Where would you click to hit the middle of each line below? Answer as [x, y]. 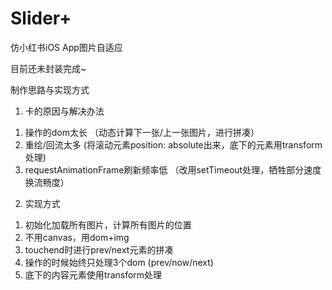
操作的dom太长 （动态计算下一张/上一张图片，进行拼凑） [142, 132]
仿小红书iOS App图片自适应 [66, 47]
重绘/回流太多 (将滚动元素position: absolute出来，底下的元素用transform [173, 144]
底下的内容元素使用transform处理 [93, 274]
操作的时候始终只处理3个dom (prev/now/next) [119, 262]
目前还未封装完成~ [48, 68]
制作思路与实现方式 [50, 89]
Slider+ [41, 18]
